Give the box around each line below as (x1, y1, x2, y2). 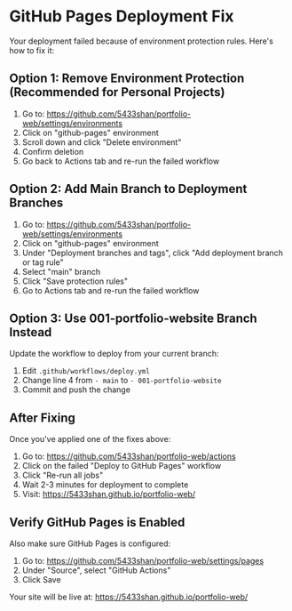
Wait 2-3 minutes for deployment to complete (21, 479, 189, 490)
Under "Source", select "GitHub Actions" (21, 565, 171, 575)
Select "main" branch (21, 266, 101, 277)
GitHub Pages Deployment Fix (9, 6, 234, 27)
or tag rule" (21, 256, 64, 268)
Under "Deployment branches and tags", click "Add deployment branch (21, 247, 284, 258)
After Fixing (9, 410, 75, 425)
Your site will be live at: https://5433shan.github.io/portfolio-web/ (9, 591, 249, 602)
